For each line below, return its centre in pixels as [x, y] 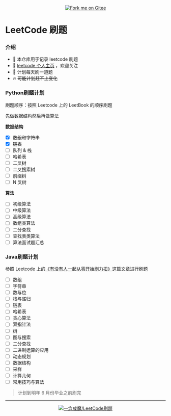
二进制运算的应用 [31, 350]
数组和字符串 [26, 137]
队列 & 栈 [22, 150]
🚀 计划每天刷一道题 [33, 72]
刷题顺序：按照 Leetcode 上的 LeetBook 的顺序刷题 [59, 105]
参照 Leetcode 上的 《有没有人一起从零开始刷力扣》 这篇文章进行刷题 [77, 269]
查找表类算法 [26, 236]
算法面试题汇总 [28, 242]
